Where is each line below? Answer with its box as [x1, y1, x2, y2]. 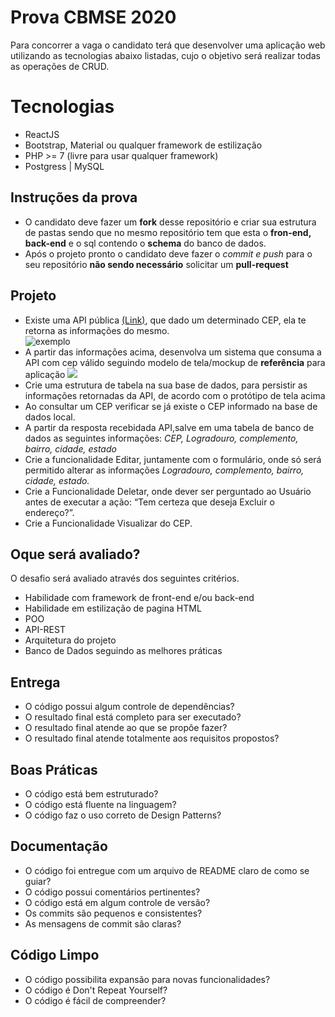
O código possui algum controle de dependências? [24, 701, 235, 713]
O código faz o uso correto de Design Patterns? [24, 809, 222, 821]
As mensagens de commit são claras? [24, 917, 182, 930]
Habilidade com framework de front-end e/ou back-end [24, 592, 255, 604]
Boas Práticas [10, 761, 98, 778]
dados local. [24, 411, 76, 423]
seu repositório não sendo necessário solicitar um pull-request [24, 258, 289, 270]
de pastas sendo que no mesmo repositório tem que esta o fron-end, [24, 226, 312, 238]
